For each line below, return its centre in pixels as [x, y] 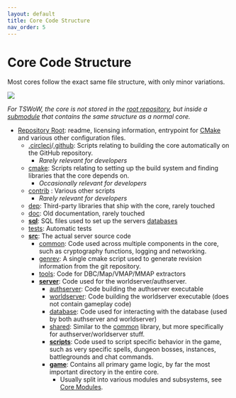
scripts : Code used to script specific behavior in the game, [135, 342]
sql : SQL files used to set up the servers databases [103, 221]
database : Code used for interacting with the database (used [138, 312]
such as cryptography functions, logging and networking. [123, 251]
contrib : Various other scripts [72, 191]
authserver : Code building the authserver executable [127, 289]
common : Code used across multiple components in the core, [129, 244]
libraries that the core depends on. [79, 176]
